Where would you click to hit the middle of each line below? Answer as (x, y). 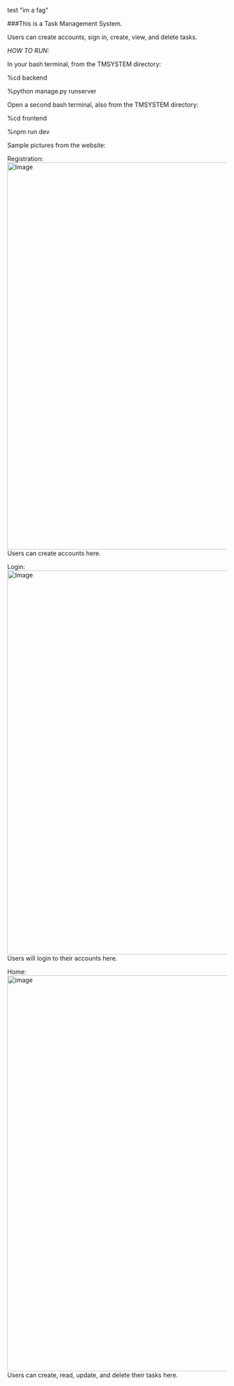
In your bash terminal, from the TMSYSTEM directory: (84, 64)
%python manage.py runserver (52, 91)
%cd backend (27, 77)
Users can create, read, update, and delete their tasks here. (93, 1375)
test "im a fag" (28, 10)
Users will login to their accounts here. (62, 958)
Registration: (25, 159)
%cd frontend (27, 118)
